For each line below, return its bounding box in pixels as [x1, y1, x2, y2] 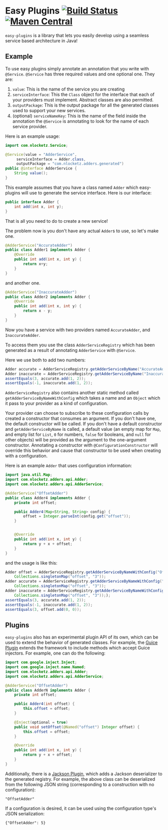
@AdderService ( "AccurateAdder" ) [5, 243, 72, 248]
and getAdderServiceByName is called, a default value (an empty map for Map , [5, 426, 161, 432]
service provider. [12, 123, 47, 129]
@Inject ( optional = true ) [14, 719, 68, 725]
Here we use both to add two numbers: [5, 357, 86, 363]
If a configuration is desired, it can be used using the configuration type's [5, 805, 156, 811]
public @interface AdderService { [5, 166, 77, 171]
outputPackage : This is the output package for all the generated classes [12, 102, 159, 108]
